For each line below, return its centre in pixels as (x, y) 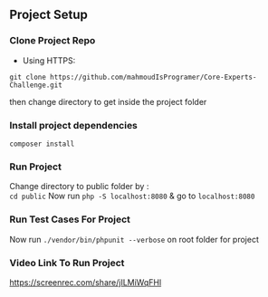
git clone (28, 77)
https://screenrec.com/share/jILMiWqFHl (86, 282)
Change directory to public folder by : (79, 187)
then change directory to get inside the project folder (108, 101)
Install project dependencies (74, 125)
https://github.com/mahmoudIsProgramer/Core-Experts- (153, 77)
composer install (42, 144)
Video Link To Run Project (67, 263)
